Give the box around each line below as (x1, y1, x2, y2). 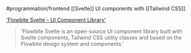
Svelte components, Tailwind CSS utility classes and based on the (20, 34, 182, 41)
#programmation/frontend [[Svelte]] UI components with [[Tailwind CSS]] (6, 5, 186, 12)
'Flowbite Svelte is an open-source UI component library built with (20, 28, 183, 35)
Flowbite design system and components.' (20, 41, 125, 47)
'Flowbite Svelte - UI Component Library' (6, 16, 106, 23)
